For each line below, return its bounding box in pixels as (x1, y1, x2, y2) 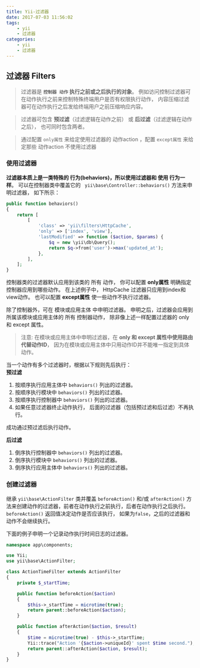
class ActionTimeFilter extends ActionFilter (6, 569, 121, 575)
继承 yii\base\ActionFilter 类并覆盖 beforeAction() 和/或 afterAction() (6, 495, 186, 502)
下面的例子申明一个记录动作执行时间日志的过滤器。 (6, 530, 132, 537)
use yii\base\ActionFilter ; (6, 558, 76, 564)
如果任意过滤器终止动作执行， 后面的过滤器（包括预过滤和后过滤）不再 (14, 404, 189, 411)
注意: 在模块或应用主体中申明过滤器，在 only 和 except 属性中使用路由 (20, 334, 193, 341)
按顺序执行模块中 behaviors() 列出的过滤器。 (14, 389, 126, 396)
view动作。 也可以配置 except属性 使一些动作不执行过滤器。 (6, 294, 154, 301)
